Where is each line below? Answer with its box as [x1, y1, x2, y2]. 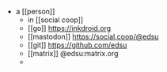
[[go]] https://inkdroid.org [27, 24, 112, 32]
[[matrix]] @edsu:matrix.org [27, 49, 119, 58]
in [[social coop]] [27, 15, 84, 25]
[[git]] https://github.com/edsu [27, 40, 127, 50]
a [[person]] [15, 7, 55, 16]
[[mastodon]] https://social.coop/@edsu [27, 32, 159, 41]
